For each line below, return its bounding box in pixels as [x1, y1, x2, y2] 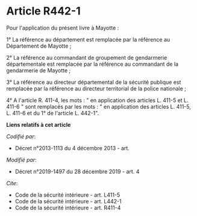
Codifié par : [6, 133, 36, 140]
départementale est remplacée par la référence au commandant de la [6, 60, 179, 68]
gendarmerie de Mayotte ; [6, 66, 71, 74]
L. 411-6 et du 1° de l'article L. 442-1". [6, 109, 99, 116]
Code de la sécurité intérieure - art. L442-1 [14, 197, 122, 205]
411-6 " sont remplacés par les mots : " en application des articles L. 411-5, [6, 103, 191, 110]
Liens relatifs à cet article [6, 121, 71, 128]
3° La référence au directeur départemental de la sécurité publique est [6, 78, 181, 86]
